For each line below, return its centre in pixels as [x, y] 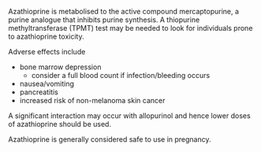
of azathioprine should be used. [60, 124]
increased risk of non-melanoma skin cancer [92, 100]
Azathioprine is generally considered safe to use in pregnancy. [110, 139]
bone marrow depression [60, 67]
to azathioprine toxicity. [46, 36]
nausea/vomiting [47, 83]
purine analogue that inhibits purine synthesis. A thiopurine [104, 20]
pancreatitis [39, 92]
